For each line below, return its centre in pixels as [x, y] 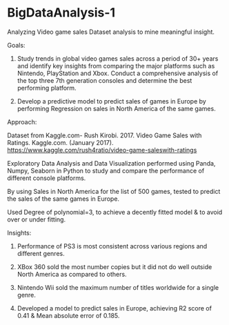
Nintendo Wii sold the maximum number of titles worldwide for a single [118, 287]
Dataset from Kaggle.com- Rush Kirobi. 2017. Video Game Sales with [104, 135]
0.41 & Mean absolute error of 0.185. [68, 315]
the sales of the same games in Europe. [63, 199]
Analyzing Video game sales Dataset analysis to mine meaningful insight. [111, 32]
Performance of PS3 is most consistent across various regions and [112, 246]
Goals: [16, 45]
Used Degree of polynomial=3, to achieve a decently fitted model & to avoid [115, 212]
